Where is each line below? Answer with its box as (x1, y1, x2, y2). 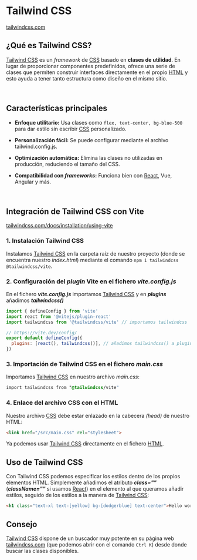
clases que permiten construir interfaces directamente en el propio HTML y (6, 69, 188, 76)
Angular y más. (14, 178, 52, 185)
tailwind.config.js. (14, 143, 57, 150)
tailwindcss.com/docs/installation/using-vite (6, 222, 113, 229)
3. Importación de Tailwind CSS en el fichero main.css (6, 360, 163, 368)
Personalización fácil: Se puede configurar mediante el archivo (14, 136, 169, 143)
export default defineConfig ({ (6, 335, 83, 341)
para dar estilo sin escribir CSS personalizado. (14, 125, 127, 132)
